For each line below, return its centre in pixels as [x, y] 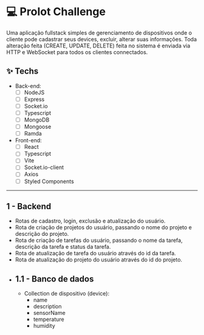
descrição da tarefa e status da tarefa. [63, 247]
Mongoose [38, 127]
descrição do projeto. [42, 234]
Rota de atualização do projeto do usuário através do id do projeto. [99, 260]
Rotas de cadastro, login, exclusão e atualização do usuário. [90, 221]
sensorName [49, 313]
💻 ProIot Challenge [56, 12]
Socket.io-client [44, 167]
